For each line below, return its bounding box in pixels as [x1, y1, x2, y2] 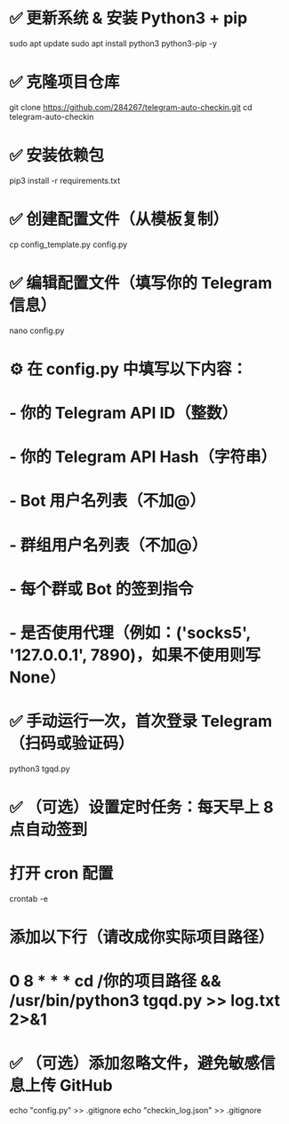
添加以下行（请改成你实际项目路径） [9, 928, 275, 947]
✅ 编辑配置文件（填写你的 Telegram [9, 273, 273, 293]
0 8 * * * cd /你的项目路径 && [9, 971, 222, 992]
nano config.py [9, 325, 65, 336]
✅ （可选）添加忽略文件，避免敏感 [9, 1053, 261, 1073]
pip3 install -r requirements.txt [9, 175, 121, 186]
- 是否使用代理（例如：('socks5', [9, 623, 251, 642]
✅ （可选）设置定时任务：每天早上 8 [9, 797, 274, 817]
